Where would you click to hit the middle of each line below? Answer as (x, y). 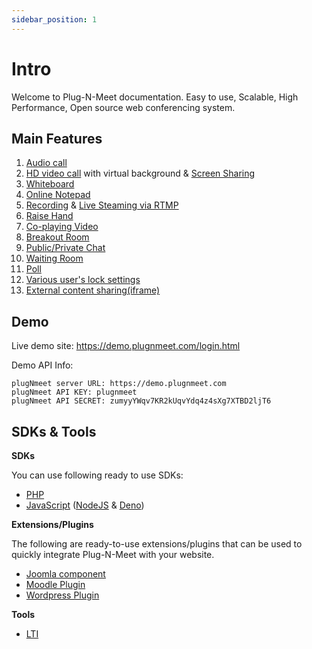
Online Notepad (58, 195)
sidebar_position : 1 (54, 19)
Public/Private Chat (65, 248)
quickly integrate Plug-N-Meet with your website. (113, 554)
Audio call (46, 163)
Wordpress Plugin (62, 595)
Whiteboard (50, 184)
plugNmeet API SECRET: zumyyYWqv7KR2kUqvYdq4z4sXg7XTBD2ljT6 (141, 401)
